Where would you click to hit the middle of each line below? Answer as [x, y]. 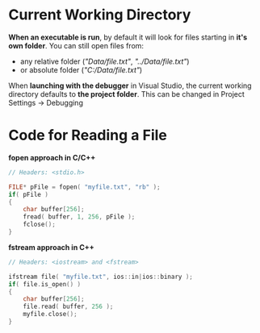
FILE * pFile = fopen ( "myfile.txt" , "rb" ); [84, 187]
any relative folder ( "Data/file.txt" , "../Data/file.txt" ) [105, 61]
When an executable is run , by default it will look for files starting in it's [128, 37]
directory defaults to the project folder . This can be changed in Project [126, 94]
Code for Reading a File [88, 135]
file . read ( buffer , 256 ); [68, 307]
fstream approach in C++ [51, 247]
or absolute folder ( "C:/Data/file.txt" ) [81, 69]
